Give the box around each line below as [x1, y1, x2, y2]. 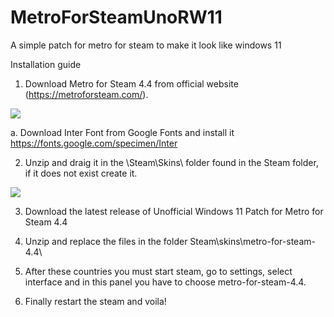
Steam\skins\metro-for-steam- [189, 235, 316, 247]
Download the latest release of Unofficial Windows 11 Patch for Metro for [24, 205, 324, 217]
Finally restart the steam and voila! [24, 295, 167, 307]
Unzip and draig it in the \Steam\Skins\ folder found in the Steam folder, [24, 156, 319, 168]
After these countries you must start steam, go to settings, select [24, 265, 293, 277]
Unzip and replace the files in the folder [24, 235, 188, 247]
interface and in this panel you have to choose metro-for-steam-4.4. [24, 276, 307, 288]
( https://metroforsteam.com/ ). [24, 88, 149, 100]
